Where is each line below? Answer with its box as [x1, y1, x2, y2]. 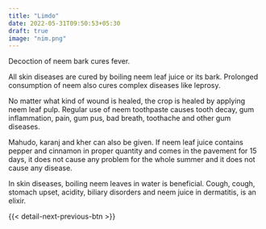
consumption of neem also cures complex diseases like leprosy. [8, 81, 221, 90]
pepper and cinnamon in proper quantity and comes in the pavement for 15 [8, 146, 257, 156]
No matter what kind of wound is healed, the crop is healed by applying [8, 96, 246, 106]
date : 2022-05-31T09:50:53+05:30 [8, 19, 121, 27]
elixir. [8, 196, 27, 206]
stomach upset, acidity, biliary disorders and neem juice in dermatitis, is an [8, 187, 256, 198]
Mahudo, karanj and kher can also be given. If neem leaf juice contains [8, 138, 243, 148]
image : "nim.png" [8, 34, 67, 43]
